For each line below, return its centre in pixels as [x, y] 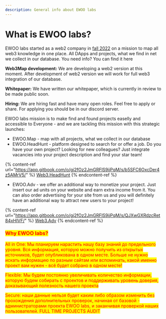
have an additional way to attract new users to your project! [73, 200]
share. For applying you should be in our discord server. [62, 109]
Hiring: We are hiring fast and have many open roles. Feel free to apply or [80, 104]
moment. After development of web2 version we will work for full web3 [78, 74]
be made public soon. [27, 94]
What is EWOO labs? [48, 34]
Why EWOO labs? [27, 233]
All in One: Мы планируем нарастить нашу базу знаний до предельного [81, 244]
